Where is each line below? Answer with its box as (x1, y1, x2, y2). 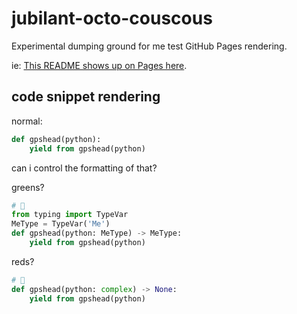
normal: (11, 115, 43, 127)
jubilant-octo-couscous (11, 7, 213, 30)
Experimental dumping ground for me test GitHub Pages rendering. (11, 40, 288, 52)
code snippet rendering (11, 88, 161, 106)
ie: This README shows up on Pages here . (11, 59, 188, 71)
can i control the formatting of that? (11, 162, 158, 174)
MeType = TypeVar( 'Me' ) (11, 219, 111, 229)
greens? (11, 181, 45, 193)
